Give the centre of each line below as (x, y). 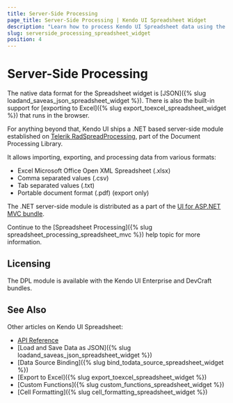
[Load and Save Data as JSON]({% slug (74, 347)
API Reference (38, 340)
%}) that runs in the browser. (48, 116)
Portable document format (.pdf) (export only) (83, 193)
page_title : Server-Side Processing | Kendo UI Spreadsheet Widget (107, 20)
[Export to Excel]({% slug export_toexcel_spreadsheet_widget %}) (112, 377)
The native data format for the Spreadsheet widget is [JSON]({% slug (107, 93)
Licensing (29, 264)
